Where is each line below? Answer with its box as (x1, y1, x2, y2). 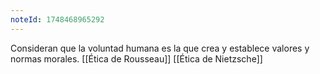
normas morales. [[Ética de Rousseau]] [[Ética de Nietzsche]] (10, 52, 263, 65)
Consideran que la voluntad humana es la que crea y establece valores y (10, 42, 310, 54)
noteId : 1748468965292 (10, 14, 105, 25)
